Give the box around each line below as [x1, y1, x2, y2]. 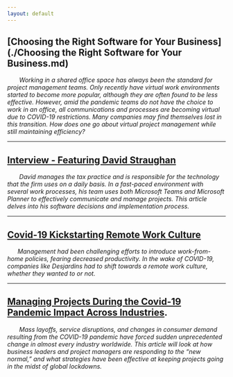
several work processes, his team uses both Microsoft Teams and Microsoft [7, 187, 225, 196]
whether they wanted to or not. [7, 269, 96, 278]
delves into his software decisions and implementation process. [7, 202, 189, 210]
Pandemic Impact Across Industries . [7, 307, 168, 319]
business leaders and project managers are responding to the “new [7, 347, 201, 355]
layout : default [7, 10, 54, 17]
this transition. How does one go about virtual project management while [7, 120, 216, 128]
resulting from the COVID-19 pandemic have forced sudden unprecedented [7, 333, 223, 341]
